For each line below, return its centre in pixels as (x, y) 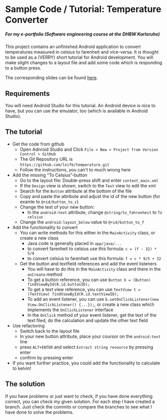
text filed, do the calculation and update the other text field (87, 320)
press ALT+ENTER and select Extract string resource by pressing (86, 347)
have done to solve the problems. (39, 412)
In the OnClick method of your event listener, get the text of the (92, 315)
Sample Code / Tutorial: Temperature (83, 9)
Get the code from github (38, 144)
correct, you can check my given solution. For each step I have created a (80, 401)
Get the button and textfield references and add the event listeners (88, 264)
